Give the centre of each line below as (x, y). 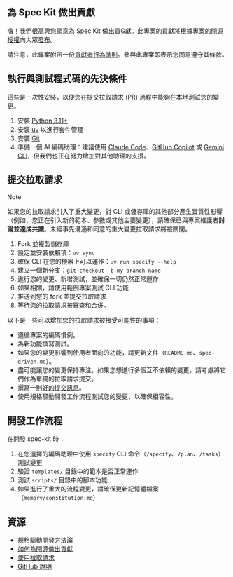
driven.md (32, 362)
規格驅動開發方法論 (45, 540)
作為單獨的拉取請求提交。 (61, 379)
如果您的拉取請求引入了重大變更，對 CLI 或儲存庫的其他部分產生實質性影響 (115, 212)
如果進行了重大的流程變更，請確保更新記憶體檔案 (88, 489)
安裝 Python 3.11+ (43, 121)
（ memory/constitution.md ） (58, 498)
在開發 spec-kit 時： (36, 439)
